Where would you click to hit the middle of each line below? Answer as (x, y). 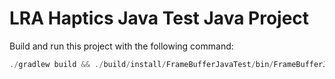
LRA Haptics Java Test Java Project (159, 18)
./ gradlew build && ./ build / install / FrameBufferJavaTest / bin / (141, 64)
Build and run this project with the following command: (121, 46)
